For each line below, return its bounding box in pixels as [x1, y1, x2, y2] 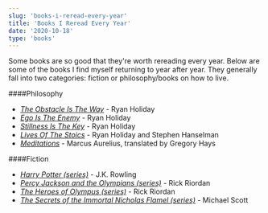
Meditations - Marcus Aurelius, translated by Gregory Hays [19, 138, 216, 149]
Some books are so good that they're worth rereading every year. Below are [8, 56, 260, 66]
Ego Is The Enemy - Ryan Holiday [19, 113, 131, 123]
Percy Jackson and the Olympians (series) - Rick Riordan [19, 178, 211, 188]
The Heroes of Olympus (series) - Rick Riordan [19, 186, 175, 197]
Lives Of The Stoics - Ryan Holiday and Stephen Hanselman [19, 130, 220, 140]
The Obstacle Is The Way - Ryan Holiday [19, 104, 155, 114]
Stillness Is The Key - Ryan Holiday [19, 121, 136, 131]
